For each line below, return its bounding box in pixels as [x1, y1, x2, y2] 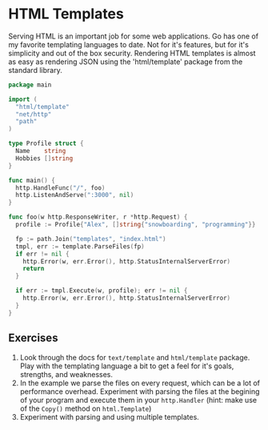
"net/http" [15, 110, 52, 119]
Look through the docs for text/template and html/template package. [19, 352, 250, 362]
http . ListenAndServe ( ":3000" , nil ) [15, 191, 134, 199]
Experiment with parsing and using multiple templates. [19, 412, 200, 421]
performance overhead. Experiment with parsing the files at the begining [19, 386, 260, 396]
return [22, 265, 45, 273]
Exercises [8, 332, 58, 345]
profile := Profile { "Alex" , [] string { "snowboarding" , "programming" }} [15, 221, 256, 229]
